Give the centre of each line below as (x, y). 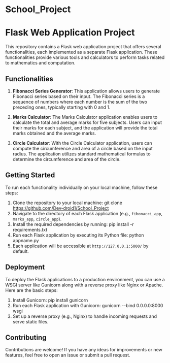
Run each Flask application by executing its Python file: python (78, 235)
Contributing (26, 337)
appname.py (26, 240)
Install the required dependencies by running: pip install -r (73, 224)
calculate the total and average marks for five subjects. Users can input (87, 122)
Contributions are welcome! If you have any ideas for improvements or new (84, 350)
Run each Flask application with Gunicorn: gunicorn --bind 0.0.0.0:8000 (88, 305)
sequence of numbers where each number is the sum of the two (80, 102)
